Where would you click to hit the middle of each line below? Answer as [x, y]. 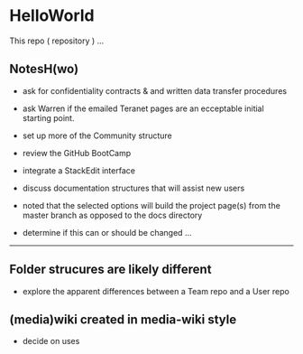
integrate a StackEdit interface [78, 170]
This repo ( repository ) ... [57, 41]
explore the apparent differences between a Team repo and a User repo [156, 291]
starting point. [48, 117]
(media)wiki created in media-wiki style [123, 319]
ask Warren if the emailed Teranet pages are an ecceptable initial [143, 108]
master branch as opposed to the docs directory [112, 215]
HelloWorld [52, 16]
